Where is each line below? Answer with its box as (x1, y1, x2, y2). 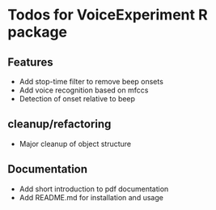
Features (7, 55, 53, 69)
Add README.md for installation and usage (19, 192, 163, 202)
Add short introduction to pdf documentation (19, 184, 169, 194)
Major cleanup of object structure (19, 139, 132, 148)
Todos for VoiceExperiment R (7, 6, 208, 24)
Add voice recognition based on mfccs (19, 85, 149, 95)
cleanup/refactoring (7, 118, 112, 131)
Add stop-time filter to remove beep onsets (19, 77, 163, 86)
